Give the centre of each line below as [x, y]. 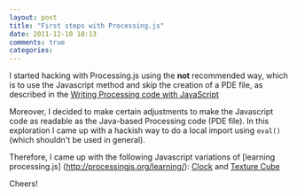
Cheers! [23, 184]
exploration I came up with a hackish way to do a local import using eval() [145, 130]
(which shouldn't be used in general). [78, 140]
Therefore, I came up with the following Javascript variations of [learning [142, 157]
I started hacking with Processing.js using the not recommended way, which [148, 75]
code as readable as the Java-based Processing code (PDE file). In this [139, 122]
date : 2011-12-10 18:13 [53, 34]
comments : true [37, 42]
